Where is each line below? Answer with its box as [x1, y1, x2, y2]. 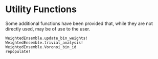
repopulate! [5, 49, 31, 54]
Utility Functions [5, 4, 77, 15]
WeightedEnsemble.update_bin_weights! [5, 36, 88, 41]
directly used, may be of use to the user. [5, 25, 91, 32]
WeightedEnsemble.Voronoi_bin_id [5, 44, 77, 49]
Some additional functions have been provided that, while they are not [5, 20, 153, 26]
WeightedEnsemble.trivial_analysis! [5, 40, 83, 45]
